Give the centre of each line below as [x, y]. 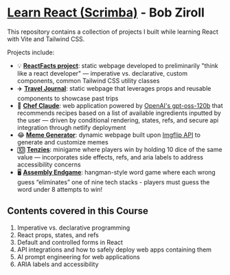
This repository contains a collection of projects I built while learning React [113, 32]
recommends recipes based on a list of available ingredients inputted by [119, 113]
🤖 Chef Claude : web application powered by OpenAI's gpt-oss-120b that [120, 105]
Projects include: [31, 52]
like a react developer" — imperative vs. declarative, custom [102, 73]
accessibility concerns [49, 164]
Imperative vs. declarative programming [73, 228]
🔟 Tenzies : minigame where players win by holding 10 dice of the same [119, 149]
